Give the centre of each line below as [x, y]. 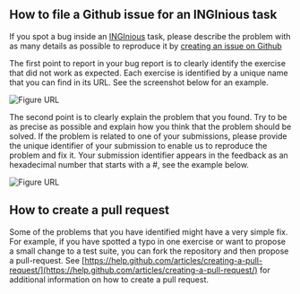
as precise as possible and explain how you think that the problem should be [150, 126]
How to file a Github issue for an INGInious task [143, 15]
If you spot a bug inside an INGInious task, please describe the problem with [150, 36]
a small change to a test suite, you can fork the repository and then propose [149, 251]
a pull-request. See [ [47, 260]
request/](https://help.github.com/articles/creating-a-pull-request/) [133, 270]
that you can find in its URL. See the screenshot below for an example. [139, 82]
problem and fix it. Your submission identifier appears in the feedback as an [149, 155]
